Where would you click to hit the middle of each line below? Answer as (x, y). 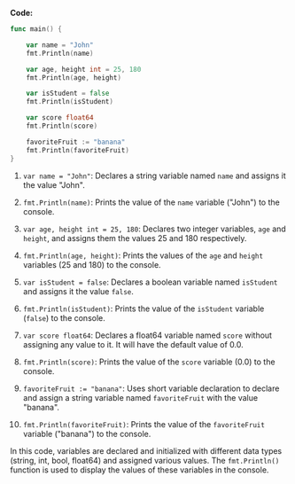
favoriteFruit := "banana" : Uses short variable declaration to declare (151, 388)
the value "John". (54, 184)
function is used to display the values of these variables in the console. (140, 470)
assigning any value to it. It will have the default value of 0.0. (133, 344)
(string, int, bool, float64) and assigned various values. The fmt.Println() (145, 460)
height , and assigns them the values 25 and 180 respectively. (135, 238)
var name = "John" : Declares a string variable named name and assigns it (154, 176)
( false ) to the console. (64, 317)
